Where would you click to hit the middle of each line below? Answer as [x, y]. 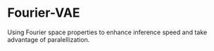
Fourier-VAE [44, 13]
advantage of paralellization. [49, 39]
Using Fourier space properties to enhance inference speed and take [107, 32]
